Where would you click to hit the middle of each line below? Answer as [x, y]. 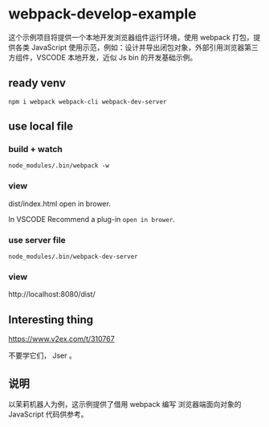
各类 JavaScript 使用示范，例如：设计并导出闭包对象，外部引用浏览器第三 [137, 47]
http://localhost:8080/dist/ [52, 294]
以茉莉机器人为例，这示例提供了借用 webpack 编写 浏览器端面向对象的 [125, 404]
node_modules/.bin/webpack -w [59, 166]
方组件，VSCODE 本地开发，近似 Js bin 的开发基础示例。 [103, 57]
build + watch [35, 150]
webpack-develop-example [102, 14]
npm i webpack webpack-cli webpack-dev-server [88, 101]
